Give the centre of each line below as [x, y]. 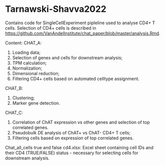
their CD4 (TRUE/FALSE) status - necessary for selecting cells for [72, 153]
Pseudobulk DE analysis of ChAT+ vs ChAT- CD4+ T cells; [71, 132]
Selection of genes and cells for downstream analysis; [67, 57]
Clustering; [23, 98]
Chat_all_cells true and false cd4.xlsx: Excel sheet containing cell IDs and [79, 147]
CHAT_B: [14, 88]
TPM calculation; [29, 63]
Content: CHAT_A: [23, 42]
